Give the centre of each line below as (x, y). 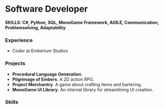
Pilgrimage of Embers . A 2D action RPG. (53, 79)
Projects (15, 63)
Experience (19, 40)
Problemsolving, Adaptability (35, 27)
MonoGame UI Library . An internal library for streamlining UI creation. (82, 90)
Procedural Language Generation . (47, 74)
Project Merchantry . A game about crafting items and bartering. (77, 84)
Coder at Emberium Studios (40, 51)
